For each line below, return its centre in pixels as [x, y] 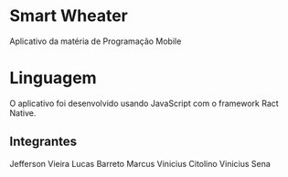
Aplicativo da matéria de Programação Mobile [96, 41]
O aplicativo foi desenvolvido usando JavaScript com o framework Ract [144, 103]
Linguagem [53, 78]
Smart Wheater [69, 16]
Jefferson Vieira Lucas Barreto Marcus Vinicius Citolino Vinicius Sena [140, 163]
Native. [23, 113]
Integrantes [43, 142]
